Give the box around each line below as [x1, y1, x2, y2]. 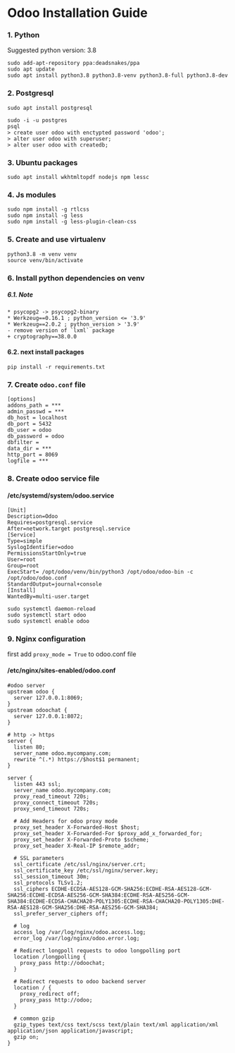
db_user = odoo [7, 426, 52, 434]
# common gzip [13, 1015, 55, 1022]
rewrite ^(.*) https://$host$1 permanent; [13, 756, 140, 763]
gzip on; [13, 1033, 39, 1040]
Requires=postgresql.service [7, 519, 93, 526]
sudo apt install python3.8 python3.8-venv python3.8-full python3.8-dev [7, 72, 229, 79]
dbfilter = [7, 439, 39, 446]
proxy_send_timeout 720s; [13, 805, 90, 812]
